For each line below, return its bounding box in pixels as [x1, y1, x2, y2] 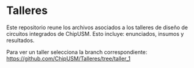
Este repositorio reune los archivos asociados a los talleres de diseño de [6, 24, 188, 31]
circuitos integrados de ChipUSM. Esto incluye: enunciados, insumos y [6, 30, 184, 37]
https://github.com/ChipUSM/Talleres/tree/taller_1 [6, 55, 131, 62]
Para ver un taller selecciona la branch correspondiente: [6, 48, 148, 55]
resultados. [6, 36, 35, 44]
